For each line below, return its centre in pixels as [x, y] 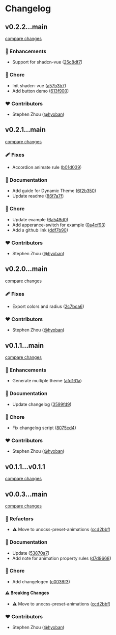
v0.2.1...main [25, 130]
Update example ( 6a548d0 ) [40, 219]
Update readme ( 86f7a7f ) [38, 196]
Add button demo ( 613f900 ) [41, 91]
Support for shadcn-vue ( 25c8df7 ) [47, 62]
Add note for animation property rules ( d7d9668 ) [62, 558]
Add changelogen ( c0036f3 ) [41, 581]
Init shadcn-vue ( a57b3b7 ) [39, 85]
